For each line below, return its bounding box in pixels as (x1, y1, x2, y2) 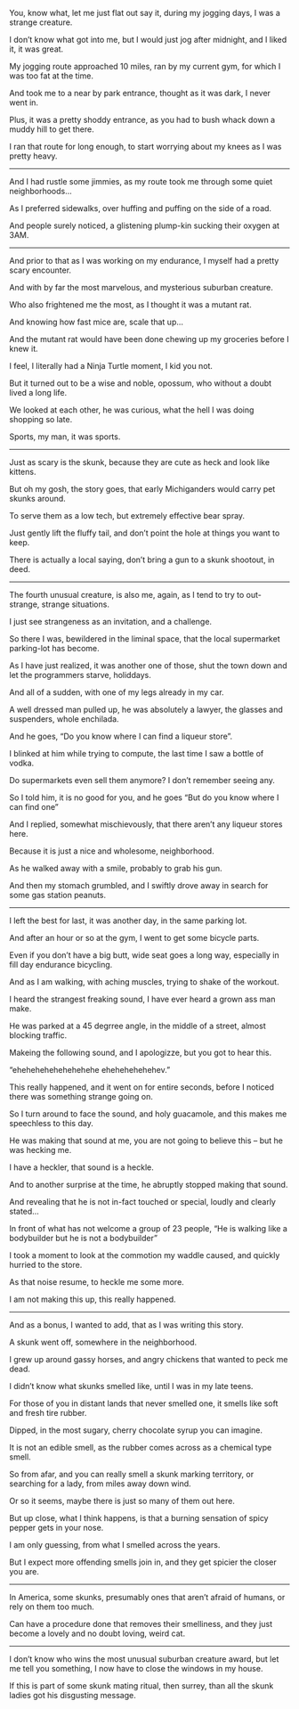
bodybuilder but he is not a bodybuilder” (9, 1233, 158, 1243)
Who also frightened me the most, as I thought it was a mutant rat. (9, 299, 252, 310)
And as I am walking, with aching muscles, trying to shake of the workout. (9, 977, 279, 987)
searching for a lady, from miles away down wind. (9, 1478, 191, 1489)
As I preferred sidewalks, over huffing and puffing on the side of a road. (9, 203, 272, 213)
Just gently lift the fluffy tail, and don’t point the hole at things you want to (9, 527, 280, 538)
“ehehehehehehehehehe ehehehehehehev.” (9, 1065, 171, 1075)
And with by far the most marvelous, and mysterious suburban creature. (9, 282, 273, 292)
